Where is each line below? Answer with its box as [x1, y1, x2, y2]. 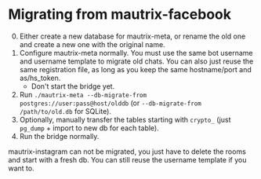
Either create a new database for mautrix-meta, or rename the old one [19, 31, 246, 41]
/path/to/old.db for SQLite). [19, 106, 112, 115]
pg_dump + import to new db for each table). [19, 123, 159, 133]
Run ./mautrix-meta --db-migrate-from [19, 89, 147, 99]
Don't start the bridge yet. [31, 81, 115, 91]
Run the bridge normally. [19, 131, 100, 141]
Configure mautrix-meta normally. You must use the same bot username [19, 48, 253, 57]
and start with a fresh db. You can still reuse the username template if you [8, 155, 247, 164]
